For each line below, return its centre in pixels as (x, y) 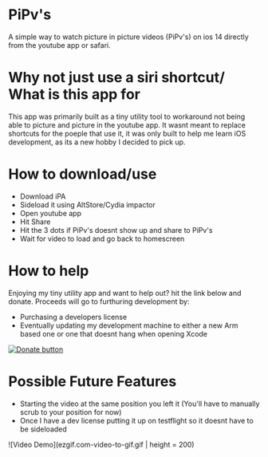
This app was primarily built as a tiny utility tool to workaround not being (127, 116)
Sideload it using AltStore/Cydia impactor (87, 204)
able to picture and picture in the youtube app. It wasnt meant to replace (127, 124)
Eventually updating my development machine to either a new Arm (129, 325)
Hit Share (35, 222)
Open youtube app (51, 213)
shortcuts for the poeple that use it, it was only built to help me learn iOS (127, 133)
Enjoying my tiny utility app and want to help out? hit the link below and (125, 293)
